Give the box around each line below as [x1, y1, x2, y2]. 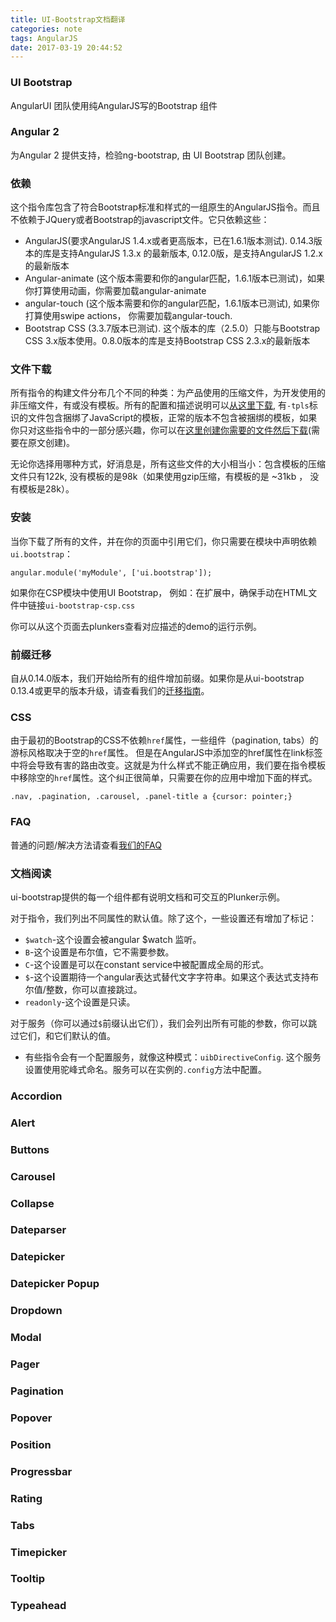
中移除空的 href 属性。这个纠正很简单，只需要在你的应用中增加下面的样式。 [10, 772, 318, 784]
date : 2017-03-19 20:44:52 [10, 42, 123, 53]
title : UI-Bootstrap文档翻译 [10, 14, 126, 25]
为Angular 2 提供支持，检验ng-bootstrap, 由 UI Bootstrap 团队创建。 [10, 149, 292, 161]
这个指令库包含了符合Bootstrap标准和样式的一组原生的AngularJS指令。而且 [10, 201, 321, 213]
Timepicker [10, 1545, 67, 1559]
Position [10, 1437, 52, 1451]
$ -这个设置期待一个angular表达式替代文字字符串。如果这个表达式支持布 [24, 971, 319, 983]
